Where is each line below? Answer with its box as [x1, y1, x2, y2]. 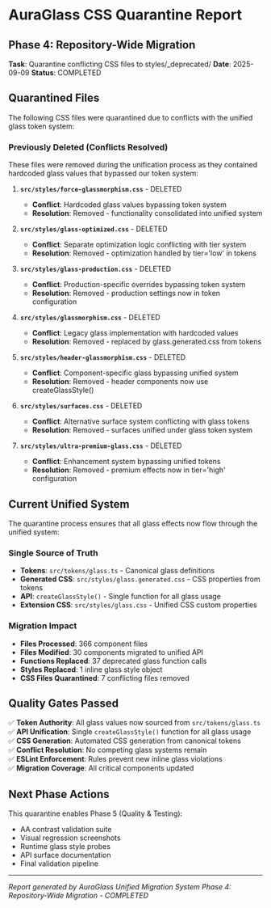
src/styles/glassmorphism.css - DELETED [19, 313, 161, 323]
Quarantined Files [8, 91, 100, 105]
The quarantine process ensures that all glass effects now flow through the [8, 518, 258, 528]
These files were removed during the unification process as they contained [8, 160, 258, 170]
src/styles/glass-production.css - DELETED [19, 264, 172, 274]
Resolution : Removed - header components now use [31, 377, 209, 386]
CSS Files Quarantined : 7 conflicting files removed [19, 673, 190, 682]
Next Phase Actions [8, 787, 110, 801]
